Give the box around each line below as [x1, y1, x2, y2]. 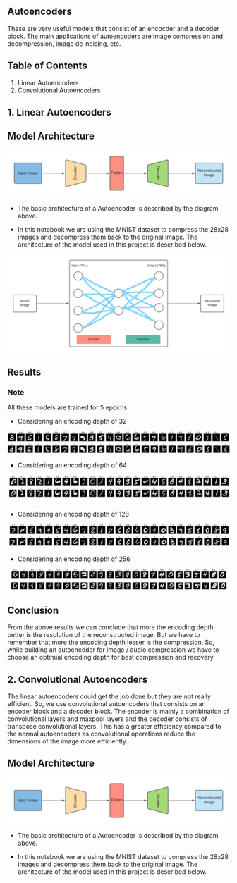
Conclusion [7, 604, 59, 616]
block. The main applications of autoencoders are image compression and [7, 32, 224, 40]
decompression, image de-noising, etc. [7, 39, 121, 48]
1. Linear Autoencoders [7, 106, 111, 118]
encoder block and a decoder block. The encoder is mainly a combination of [7, 707, 229, 715]
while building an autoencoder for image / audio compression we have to [7, 646, 219, 654]
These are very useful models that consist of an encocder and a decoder [7, 24, 220, 32]
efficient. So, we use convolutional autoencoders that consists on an [7, 699, 206, 708]
